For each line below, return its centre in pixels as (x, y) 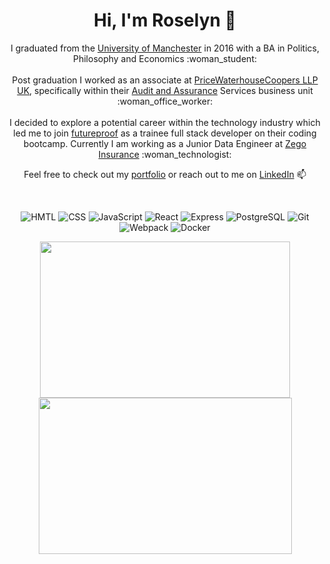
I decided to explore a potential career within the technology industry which (165, 122)
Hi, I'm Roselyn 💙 (165, 20)
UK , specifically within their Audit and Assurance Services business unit (165, 90)
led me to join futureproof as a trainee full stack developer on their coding (165, 133)
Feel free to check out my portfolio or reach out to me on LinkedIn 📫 (165, 174)
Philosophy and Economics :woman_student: (164, 58)
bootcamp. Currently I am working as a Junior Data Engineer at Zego (165, 143)
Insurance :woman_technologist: (165, 154)
